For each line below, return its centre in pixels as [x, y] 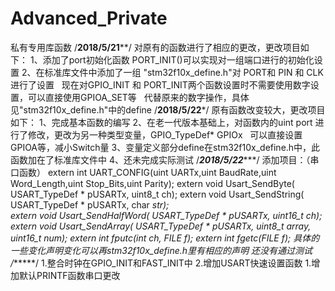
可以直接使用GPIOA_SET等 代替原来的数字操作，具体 [138, 97]
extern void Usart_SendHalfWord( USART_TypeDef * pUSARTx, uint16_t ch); [166, 215]
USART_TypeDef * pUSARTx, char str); [90, 204]
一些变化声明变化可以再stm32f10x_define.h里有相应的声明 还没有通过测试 [161, 250]
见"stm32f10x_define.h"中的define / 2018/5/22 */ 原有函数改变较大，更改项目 [168, 109]
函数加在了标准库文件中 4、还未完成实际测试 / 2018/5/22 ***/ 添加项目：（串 [165, 159]
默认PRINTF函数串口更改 [69, 275]
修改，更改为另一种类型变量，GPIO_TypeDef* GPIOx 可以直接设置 [165, 134]
